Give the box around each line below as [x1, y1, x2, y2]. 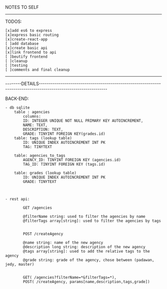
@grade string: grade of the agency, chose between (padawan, [23, 258, 155, 263]
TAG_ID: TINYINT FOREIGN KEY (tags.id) [23, 162, 106, 167]
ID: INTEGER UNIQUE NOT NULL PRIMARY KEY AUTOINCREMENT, [23, 118, 143, 123]
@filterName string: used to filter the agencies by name [23, 214, 146, 219]
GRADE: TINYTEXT [23, 179, 57, 184]
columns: [23, 114, 41, 119]
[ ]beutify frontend [5, 54, 48, 59]
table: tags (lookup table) [14, 136, 72, 141]
